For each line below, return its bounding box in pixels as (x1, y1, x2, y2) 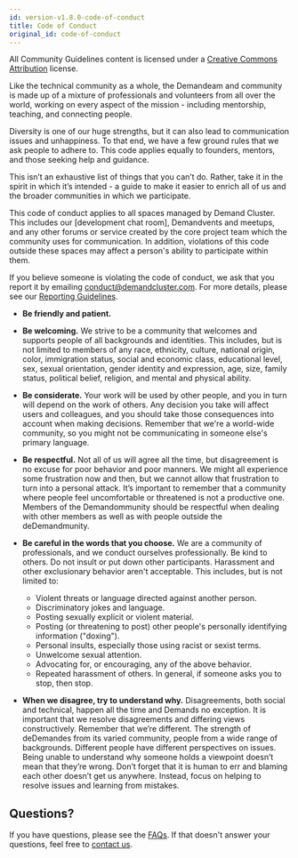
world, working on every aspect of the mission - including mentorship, (9, 100, 267, 110)
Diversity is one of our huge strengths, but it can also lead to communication (9, 126, 290, 137)
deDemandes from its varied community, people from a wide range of (21, 733, 278, 743)
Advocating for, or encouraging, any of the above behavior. (35, 659, 253, 670)
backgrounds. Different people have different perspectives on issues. (21, 742, 277, 753)
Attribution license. (9, 63, 78, 74)
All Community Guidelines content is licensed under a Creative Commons (9, 54, 278, 65)
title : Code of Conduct (9, 21, 98, 30)
